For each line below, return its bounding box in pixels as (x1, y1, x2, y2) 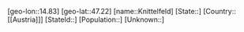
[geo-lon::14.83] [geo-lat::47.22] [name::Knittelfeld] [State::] (7, 7, 202, 16)
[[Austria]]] (7, 15, 44, 24)
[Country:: (203, 7, 236, 16)
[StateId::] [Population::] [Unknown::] (45, 15, 165, 24)
